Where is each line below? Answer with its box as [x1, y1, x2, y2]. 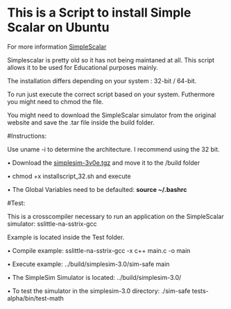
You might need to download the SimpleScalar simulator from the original [7, 111, 216, 119]
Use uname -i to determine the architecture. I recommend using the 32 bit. [7, 145, 220, 153]
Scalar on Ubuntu [7, 19, 110, 35]
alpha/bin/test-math [7, 294, 65, 302]
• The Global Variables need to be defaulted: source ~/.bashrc [7, 185, 187, 193]
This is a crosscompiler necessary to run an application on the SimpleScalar [7, 212, 224, 220]
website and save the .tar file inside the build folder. [7, 118, 155, 126]
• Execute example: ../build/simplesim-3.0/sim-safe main [7, 260, 170, 268]
